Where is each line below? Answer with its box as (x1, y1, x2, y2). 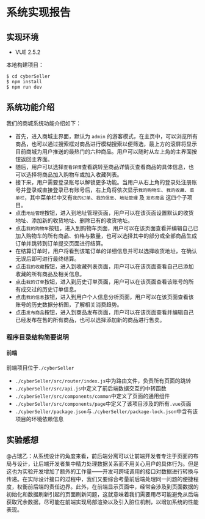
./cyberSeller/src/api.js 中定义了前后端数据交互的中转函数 (15, 384, 167, 392)
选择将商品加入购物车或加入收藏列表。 (26, 171, 123, 178)
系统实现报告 (6, 6, 71, 20)
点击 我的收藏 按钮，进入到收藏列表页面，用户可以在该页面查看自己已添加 (15, 263, 194, 270)
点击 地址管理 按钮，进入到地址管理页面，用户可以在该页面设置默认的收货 (15, 209, 194, 216)
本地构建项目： (6, 61, 44, 68)
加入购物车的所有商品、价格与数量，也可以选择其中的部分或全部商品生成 (15, 232, 197, 239)
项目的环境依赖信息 (15, 415, 64, 422)
